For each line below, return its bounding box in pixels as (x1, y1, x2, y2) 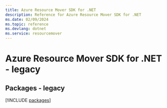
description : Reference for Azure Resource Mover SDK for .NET (5, 12, 142, 17)
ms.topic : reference (5, 21, 49, 27)
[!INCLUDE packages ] (5, 97, 51, 103)
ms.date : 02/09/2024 (5, 17, 49, 22)
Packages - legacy (5, 84, 65, 92)
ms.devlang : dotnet (5, 26, 47, 31)
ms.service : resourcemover (5, 31, 62, 36)
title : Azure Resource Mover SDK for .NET (5, 7, 96, 13)
